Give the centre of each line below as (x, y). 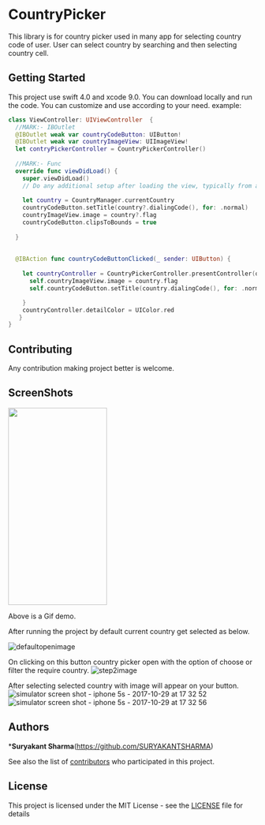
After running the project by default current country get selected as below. (129, 631)
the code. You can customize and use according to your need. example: (125, 105)
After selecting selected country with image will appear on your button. (123, 685)
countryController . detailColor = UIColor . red (99, 310)
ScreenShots (41, 393)
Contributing (40, 349)
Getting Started (47, 78)
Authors (29, 727)
